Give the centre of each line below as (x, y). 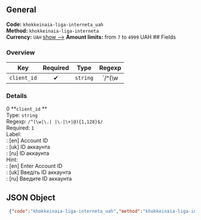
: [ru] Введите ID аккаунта (39, 179)
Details (17, 96)
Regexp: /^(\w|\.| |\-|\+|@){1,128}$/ (55, 121)
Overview (21, 52)
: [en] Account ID (27, 140)
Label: (14, 135)
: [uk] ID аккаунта (28, 147)
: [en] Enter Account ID (34, 166)
